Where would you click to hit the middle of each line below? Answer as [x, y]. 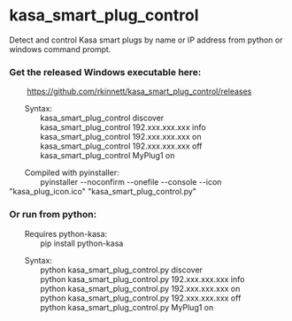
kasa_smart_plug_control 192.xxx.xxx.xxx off [121, 146]
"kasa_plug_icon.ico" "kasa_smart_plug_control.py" [103, 192]
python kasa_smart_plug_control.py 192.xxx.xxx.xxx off [141, 298]
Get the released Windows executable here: [105, 72]
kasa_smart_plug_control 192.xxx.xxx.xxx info [123, 127]
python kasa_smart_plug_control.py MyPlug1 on [127, 307]
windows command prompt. [60, 49]
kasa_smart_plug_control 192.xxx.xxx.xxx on [121, 137]
